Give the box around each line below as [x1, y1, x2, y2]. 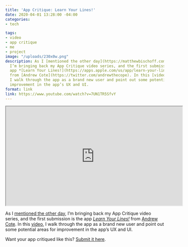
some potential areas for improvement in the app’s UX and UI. [5, 226, 133, 232]
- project [5, 49, 26, 54]
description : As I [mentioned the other [5, 58, 92, 64]
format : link [5, 87, 33, 92]
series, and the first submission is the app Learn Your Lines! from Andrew [5, 215, 158, 222]
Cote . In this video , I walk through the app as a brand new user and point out [5, 221, 164, 227]
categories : [5, 17, 30, 22]
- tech [5, 21, 19, 27]
